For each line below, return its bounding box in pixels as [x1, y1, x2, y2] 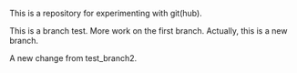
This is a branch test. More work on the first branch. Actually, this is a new [9, 26, 288, 36]
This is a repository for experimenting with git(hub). [9, 8, 202, 18]
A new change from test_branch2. [9, 53, 138, 63]
